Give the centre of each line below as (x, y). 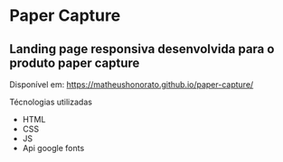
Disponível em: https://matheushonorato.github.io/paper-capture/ (132, 85)
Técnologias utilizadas (51, 102)
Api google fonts (53, 148)
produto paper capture (75, 63)
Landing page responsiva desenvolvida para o (142, 49)
